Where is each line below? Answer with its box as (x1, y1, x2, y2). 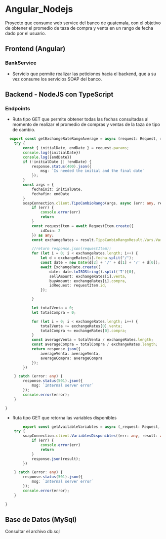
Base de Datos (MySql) (5, 515, 77, 524)
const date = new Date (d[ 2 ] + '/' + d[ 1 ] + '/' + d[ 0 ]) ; (40, 260, 161, 265)
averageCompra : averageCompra (40, 356, 103, 361)
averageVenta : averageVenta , (40, 351, 100, 356)
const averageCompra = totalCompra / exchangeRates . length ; (31, 342, 158, 347)
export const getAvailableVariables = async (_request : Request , (23, 424, 161, 429)
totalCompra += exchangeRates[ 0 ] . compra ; (40, 328, 127, 333)
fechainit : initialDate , (31, 187, 83, 192)
